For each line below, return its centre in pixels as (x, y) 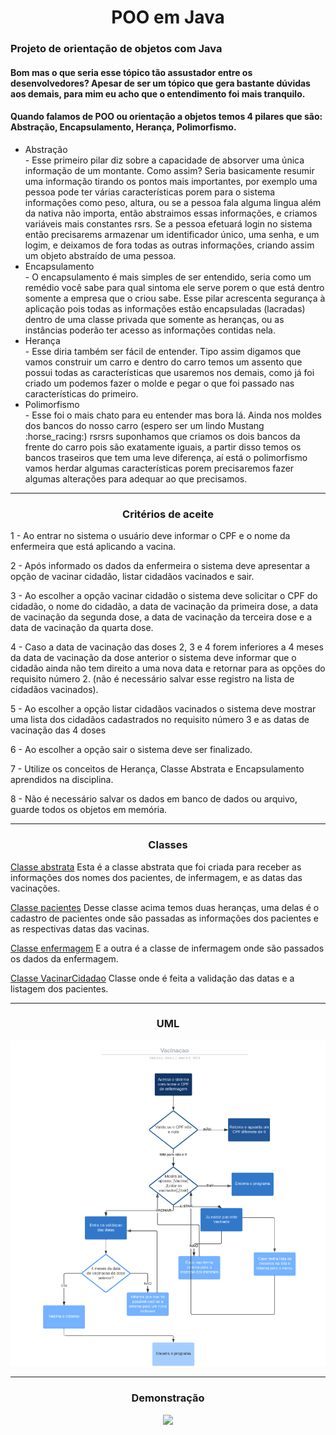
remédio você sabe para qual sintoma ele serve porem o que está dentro (174, 287)
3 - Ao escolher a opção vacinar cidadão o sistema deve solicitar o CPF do (164, 596)
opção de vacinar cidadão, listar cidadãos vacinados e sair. (132, 577)
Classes (168, 845)
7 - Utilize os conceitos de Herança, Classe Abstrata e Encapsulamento (157, 769)
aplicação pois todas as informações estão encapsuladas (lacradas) (165, 308)
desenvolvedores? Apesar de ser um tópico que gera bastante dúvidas (160, 83)
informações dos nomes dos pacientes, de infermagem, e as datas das (156, 877)
